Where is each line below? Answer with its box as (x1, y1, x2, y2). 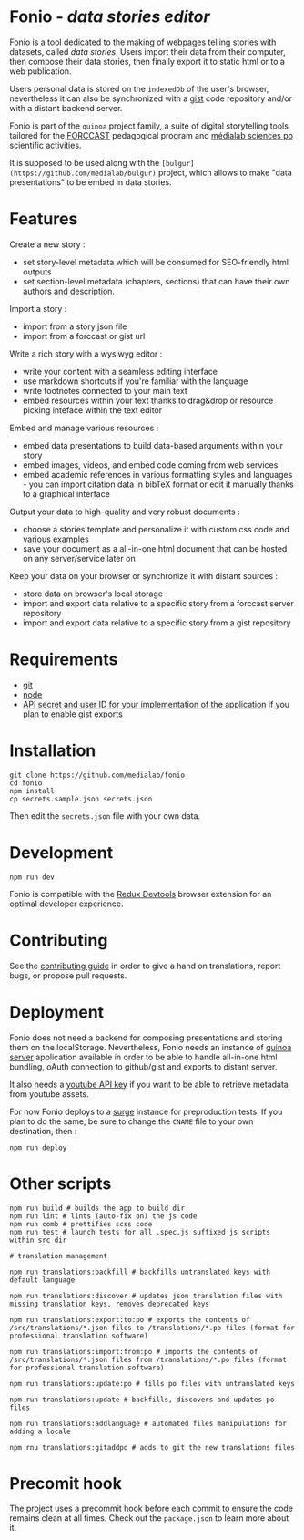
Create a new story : (9, 239, 86, 250)
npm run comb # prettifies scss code (9, 1219, 153, 1228)
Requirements (9, 649, 118, 670)
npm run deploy (9, 1142, 67, 1152)
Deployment (9, 1001, 105, 1022)
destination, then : (9, 1125, 77, 1136)
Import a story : (9, 303, 67, 314)
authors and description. (22, 285, 116, 296)
